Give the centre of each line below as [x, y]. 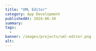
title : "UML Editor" [26, 9]
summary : [14, 23]
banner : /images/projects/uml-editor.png [48, 37]
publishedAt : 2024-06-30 [31, 18]
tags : [11, 28]
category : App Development [33, 14]
